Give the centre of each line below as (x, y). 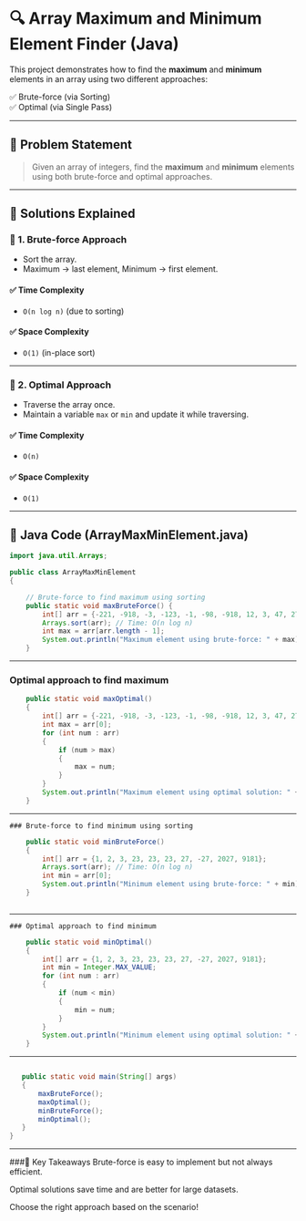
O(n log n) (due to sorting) (73, 311)
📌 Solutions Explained (72, 214)
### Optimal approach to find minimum (83, 926)
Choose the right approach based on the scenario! (104, 1207)
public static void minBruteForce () (96, 842)
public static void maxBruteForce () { (99, 605)
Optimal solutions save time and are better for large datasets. (124, 1190)
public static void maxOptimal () (89, 699)
